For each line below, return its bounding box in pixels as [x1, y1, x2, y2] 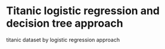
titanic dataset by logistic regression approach [6, 36, 120, 43]
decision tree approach [6, 17, 123, 30]
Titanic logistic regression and [6, 4, 160, 18]
